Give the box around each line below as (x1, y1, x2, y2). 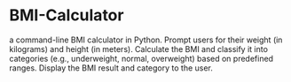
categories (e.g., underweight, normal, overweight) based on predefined (9, 53, 273, 63)
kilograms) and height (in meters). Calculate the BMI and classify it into (9, 43, 269, 54)
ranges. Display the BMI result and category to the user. (9, 63, 213, 73)
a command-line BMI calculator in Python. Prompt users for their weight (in (9, 34, 283, 45)
